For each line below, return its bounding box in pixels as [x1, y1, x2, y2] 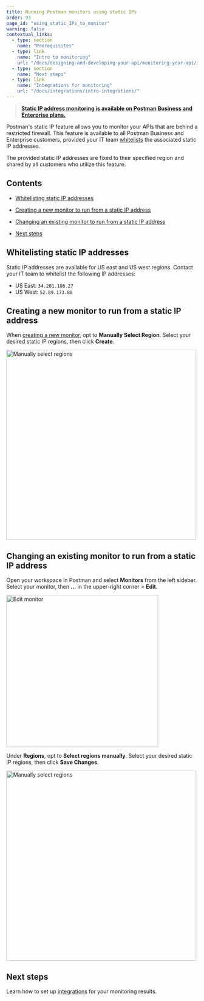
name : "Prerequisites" [17, 43, 75, 49]
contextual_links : [6, 32, 53, 38]
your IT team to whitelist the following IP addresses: [6, 270, 136, 277]
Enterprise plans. [21, 111, 66, 119]
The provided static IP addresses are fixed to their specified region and [6, 154, 184, 161]
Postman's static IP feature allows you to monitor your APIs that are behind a [6, 123, 198, 130]
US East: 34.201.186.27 [15, 282, 74, 289]
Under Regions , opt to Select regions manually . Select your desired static [6, 752, 192, 760]
